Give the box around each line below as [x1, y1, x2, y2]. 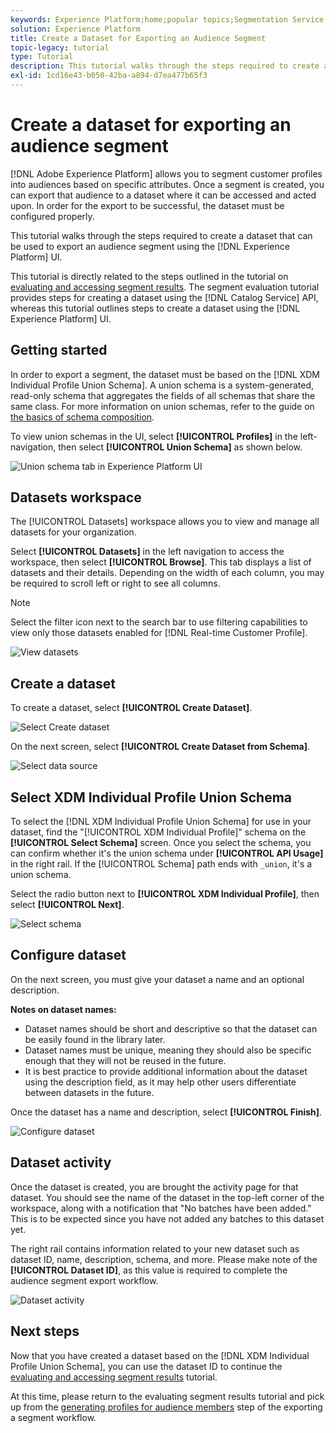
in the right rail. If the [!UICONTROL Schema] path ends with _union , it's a [10, 858, 313, 870]
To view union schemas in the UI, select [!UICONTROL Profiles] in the [10, 430, 298, 442]
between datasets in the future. [24, 1086, 155, 1098]
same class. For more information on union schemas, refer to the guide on [10, 400, 315, 412]
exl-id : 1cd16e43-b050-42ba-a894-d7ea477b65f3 [10, 71, 208, 81]
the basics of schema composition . [10, 411, 155, 423]
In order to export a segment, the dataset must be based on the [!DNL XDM [10, 368, 320, 380]
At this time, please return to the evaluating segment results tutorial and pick [10, 1390, 325, 1402]
